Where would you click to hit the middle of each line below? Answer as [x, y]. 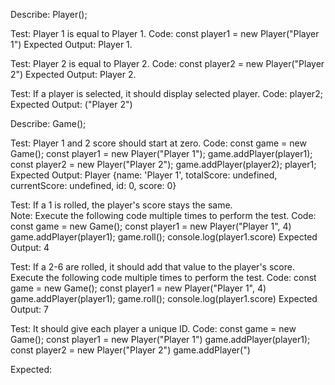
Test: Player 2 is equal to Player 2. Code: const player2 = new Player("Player [167, 63]
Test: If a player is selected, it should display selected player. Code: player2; [166, 93]
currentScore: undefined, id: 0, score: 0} [93, 185]
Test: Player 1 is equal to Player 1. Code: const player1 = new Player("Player [165, 33]
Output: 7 [29, 309]
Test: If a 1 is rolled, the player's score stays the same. [121, 205]
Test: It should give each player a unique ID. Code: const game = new [153, 328]
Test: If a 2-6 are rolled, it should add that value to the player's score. [152, 267]
